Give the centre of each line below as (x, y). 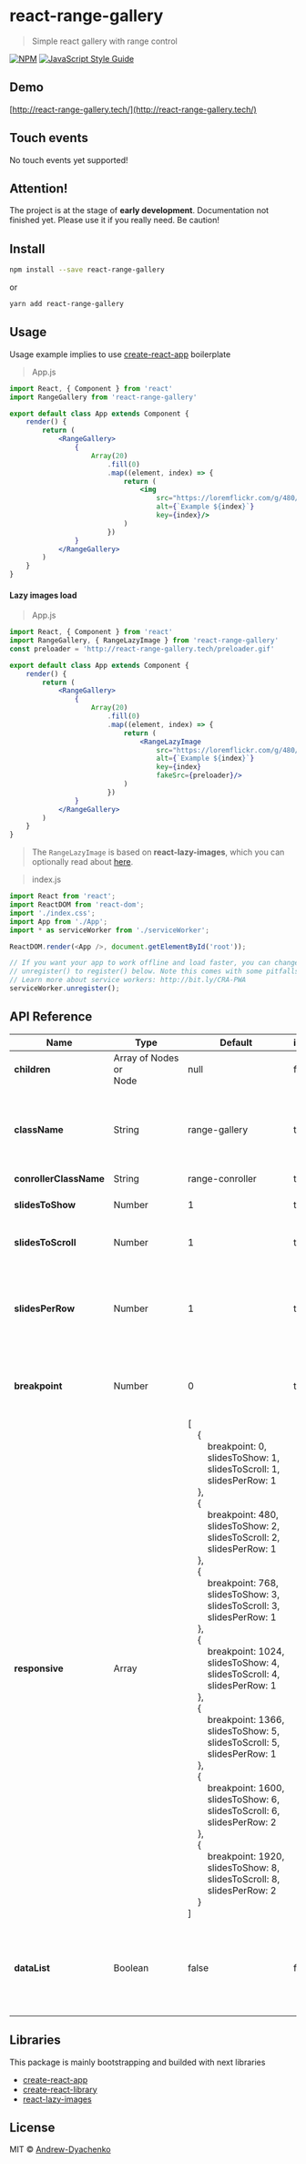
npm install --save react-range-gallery (87, 270)
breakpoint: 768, (243, 1583)
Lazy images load (43, 595)
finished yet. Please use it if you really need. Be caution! (115, 221)
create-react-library (60, 2089)
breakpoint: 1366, (246, 1719)
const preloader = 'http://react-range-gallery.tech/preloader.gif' (142, 649)
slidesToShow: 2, (244, 1525)
